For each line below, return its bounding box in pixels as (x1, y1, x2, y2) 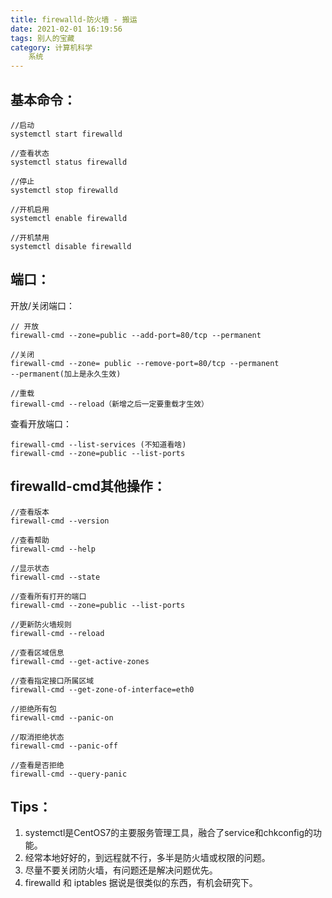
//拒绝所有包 (10, 704, 57, 714)
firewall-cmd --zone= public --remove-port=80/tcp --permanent (10, 358, 280, 368)
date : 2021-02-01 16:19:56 (10, 24, 123, 34)
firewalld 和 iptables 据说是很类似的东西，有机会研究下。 (24, 877, 258, 889)
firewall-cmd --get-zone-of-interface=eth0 (10, 684, 195, 695)
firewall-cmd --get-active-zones (10, 656, 150, 666)
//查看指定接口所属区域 (10, 676, 95, 686)
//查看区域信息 (10, 647, 65, 658)
